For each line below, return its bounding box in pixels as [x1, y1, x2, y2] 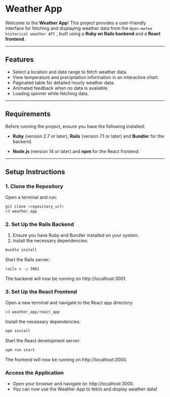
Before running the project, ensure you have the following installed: [5, 123, 145, 129]
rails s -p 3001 [5, 266, 39, 271]
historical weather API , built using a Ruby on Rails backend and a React [5, 30, 161, 36]
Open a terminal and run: [5, 194, 57, 201]
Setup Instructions [5, 168, 65, 176]
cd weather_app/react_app [5, 309, 60, 314]
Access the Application [5, 369, 64, 376]
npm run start [5, 347, 35, 352]
